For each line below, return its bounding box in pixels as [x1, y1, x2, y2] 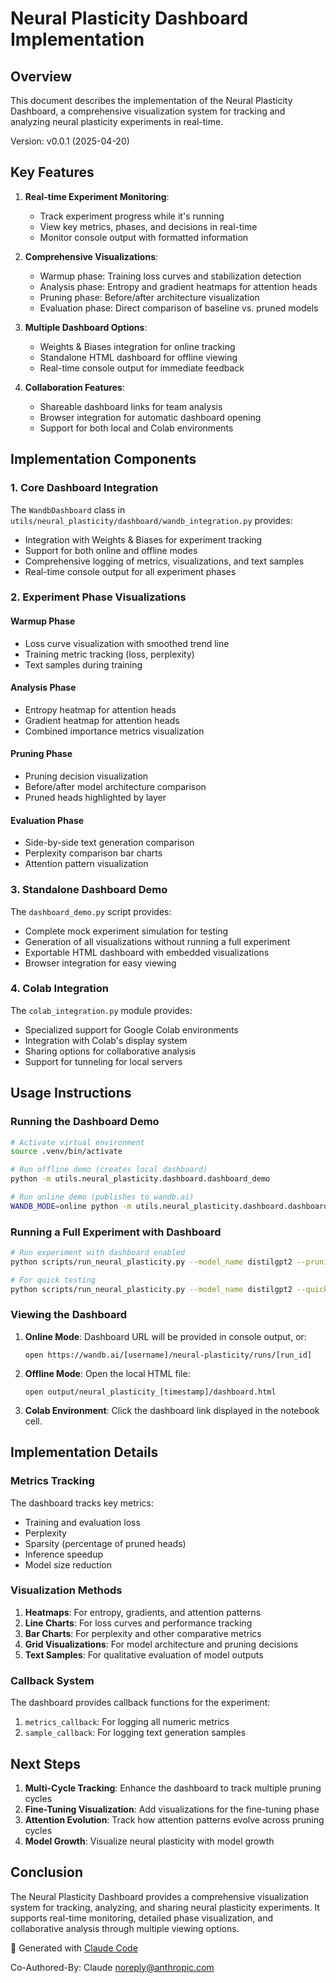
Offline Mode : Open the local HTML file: [24, 1367, 191, 1379]
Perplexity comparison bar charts [24, 847, 163, 859]
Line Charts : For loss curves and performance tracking [24, 1617, 253, 1629]
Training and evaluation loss [24, 1516, 141, 1528]
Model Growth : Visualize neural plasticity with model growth [24, 1835, 275, 1847]
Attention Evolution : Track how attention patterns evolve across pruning [24, 1813, 325, 1826]
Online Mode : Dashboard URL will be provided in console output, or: [24, 1330, 307, 1342]
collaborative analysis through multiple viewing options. [10, 1922, 240, 1934]
